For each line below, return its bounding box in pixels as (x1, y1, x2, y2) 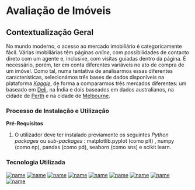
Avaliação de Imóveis (6, 4, 112, 17)
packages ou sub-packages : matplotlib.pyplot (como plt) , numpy (14, 138, 175, 145)
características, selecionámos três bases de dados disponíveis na (6, 74, 165, 80)
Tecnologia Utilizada (6, 159, 65, 167)
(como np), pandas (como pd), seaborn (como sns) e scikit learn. (14, 144, 172, 151)
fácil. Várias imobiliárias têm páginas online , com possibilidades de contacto (6, 49, 190, 56)
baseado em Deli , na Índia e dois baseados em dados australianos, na (6, 86, 174, 93)
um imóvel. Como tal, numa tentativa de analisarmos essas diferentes (6, 68, 173, 74)
